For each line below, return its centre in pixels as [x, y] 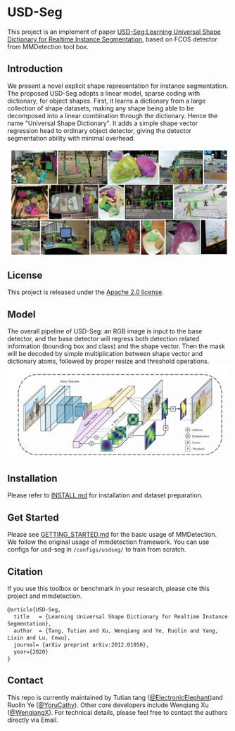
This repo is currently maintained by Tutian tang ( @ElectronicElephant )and [115, 697]
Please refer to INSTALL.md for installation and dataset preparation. [105, 495]
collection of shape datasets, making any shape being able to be [101, 108]
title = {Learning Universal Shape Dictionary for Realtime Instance [121, 616]
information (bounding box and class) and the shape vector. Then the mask [116, 346]
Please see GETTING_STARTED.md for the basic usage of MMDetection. [112, 535]
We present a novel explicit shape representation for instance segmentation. [118, 86]
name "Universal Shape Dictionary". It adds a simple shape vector [103, 123]
